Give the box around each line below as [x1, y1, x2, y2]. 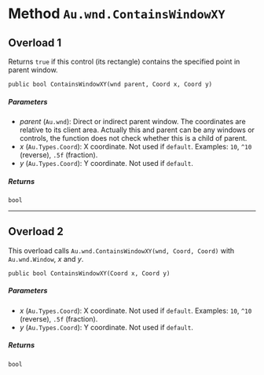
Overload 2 [8, 225, 64, 238]
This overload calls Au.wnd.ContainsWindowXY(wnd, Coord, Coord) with [8, 245, 235, 256]
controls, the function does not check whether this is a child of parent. [19, 133, 247, 142]
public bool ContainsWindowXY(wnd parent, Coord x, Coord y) [8, 80, 213, 88]
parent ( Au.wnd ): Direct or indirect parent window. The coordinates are [19, 116, 246, 126]
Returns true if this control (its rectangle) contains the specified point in [8, 57, 240, 66]
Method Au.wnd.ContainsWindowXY [8, 5, 225, 23]
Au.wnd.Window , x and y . [8, 254, 84, 263]
